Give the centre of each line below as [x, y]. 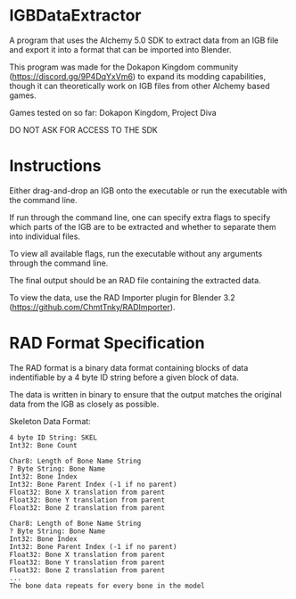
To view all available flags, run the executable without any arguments [136, 253]
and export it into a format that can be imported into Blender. [120, 49]
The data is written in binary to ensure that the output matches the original [146, 394]
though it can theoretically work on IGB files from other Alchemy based [140, 86]
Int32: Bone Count [43, 445]
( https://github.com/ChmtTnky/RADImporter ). [92, 307]
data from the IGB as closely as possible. [84, 404]
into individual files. [45, 236]
